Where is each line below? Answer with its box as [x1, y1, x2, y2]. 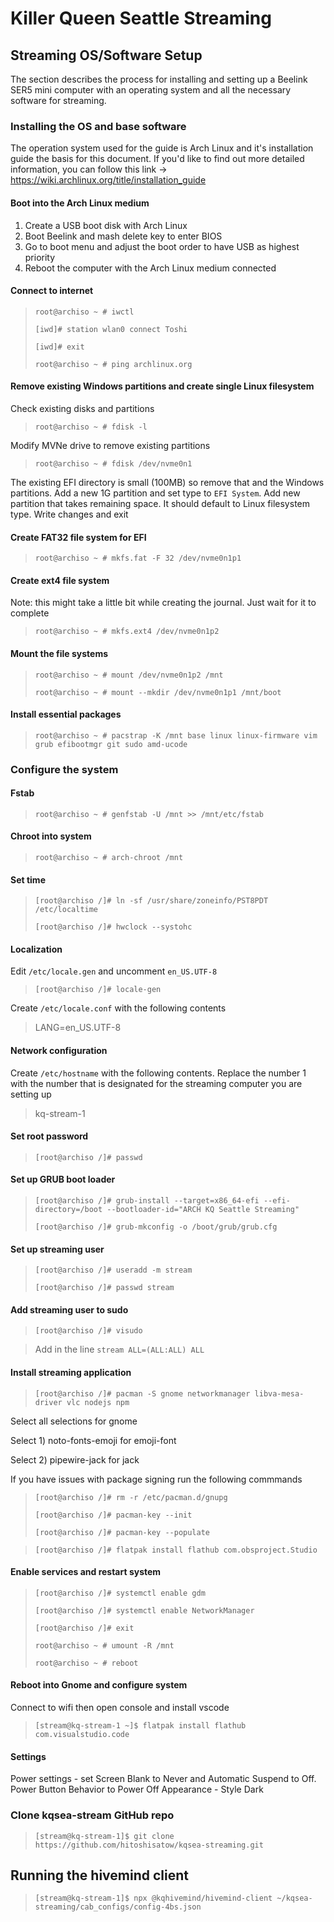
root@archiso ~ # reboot [34, 1658, 139, 1668]
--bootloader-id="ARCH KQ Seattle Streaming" [106, 1205, 300, 1215]
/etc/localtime [34, 905, 99, 915]
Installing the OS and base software [10, 119, 187, 133]
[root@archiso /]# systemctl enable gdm [34, 1588, 206, 1598]
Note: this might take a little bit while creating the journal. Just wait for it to [10, 597, 317, 609]
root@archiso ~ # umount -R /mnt [34, 1640, 175, 1651]
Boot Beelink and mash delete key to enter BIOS [24, 230, 223, 242]
